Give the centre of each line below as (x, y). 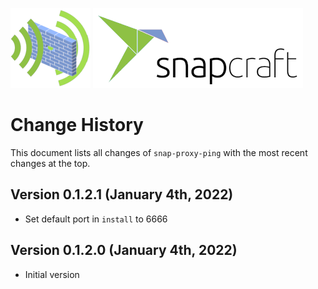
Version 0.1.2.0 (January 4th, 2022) (124, 250)
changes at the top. (50, 163)
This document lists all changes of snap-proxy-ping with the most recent (159, 152)
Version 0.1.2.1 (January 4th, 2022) (122, 194)
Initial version (52, 274)
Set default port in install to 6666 (96, 219)
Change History (77, 125)
